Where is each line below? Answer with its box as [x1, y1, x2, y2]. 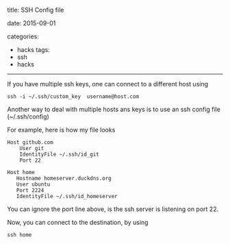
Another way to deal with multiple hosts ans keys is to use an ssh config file [7, 106, 221, 113]
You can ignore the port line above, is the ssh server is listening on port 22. [7, 205, 219, 213]
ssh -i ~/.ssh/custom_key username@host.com [7, 93, 139, 100]
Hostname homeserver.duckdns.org [16, 175, 112, 182]
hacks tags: [16, 46, 50, 53]
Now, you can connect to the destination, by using [7, 219, 149, 226]
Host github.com [7, 139, 53, 146]
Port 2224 [16, 187, 44, 194]
